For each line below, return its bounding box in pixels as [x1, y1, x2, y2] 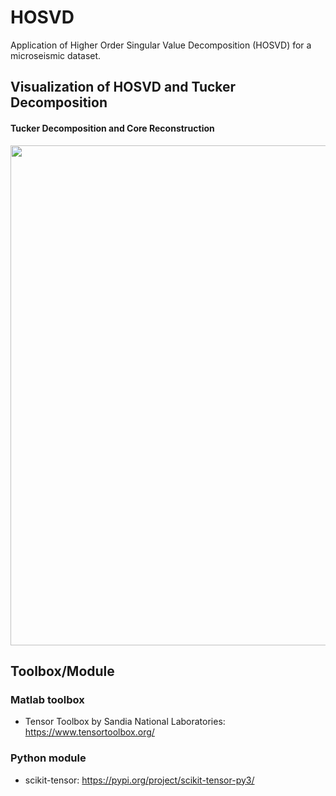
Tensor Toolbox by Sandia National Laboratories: [24, 716, 226, 728]
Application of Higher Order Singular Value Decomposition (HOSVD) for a [10, 39, 312, 51]
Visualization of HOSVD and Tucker [10, 79, 237, 96]
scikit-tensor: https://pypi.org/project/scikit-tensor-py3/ [24, 774, 255, 786]
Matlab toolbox [10, 692, 85, 706]
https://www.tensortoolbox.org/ [24, 726, 155, 738]
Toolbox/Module [10, 662, 115, 680]
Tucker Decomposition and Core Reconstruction [10, 122, 215, 134]
